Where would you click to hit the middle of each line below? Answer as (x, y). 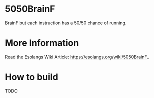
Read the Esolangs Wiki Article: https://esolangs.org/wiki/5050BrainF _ (77, 57)
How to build (32, 77)
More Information (42, 43)
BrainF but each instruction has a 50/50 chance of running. (66, 23)
